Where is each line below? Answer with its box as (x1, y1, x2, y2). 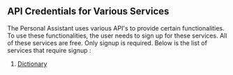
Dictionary (17, 59, 47, 68)
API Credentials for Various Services (7, 6, 170, 17)
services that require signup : (7, 46, 92, 54)
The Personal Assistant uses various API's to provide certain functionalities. (7, 24, 225, 32)
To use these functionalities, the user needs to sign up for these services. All (7, 31, 227, 40)
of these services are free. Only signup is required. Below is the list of (7, 38, 208, 47)
